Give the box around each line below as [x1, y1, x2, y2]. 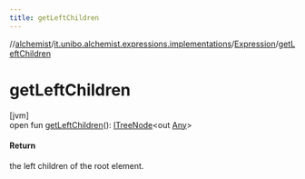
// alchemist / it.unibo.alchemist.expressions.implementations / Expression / [9, 38, 280, 49]
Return [9, 140, 36, 151]
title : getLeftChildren [9, 13, 100, 23]
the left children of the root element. [9, 160, 144, 171]
